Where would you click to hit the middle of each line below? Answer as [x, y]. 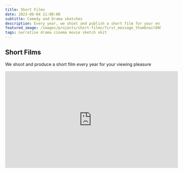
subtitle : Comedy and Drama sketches [44, 19]
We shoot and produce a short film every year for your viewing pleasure [78, 64]
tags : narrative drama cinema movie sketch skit [56, 32]
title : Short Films [25, 10]
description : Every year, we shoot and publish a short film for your [79, 23]
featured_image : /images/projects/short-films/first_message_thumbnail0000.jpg [89, 28]
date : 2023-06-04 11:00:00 [33, 14]
